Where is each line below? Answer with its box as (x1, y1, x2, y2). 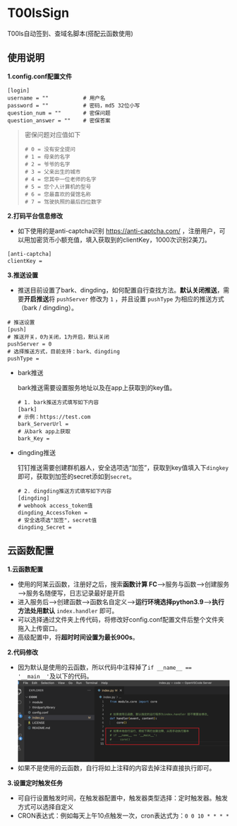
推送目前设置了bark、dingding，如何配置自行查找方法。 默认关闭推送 (17, 285, 217, 294)
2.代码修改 (7, 648, 39, 656)
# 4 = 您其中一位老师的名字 (24, 175, 97, 183)
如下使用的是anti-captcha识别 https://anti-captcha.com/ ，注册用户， (17, 226, 220, 235)
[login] (7, 87, 30, 94)
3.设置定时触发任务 (7, 779, 63, 787)
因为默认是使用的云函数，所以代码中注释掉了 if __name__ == (17, 663, 193, 671)
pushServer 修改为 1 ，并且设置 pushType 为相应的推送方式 (56, 295, 224, 303)
